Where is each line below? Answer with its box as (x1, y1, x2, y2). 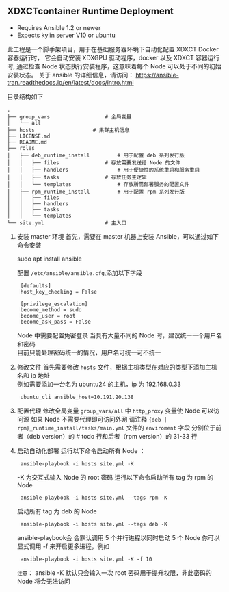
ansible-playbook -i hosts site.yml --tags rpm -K (20, 494, 167, 501)
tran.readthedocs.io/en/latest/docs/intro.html (7, 78, 135, 86)
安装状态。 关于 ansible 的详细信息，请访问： (7, 70, 135, 79)
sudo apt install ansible (16, 255, 82, 263)
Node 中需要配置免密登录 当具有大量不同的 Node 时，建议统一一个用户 (16, 331, 217, 339)
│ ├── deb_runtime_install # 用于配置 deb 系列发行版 (7, 152, 185, 159)
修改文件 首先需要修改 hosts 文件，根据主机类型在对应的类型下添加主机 (16, 363, 217, 371)
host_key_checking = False (20, 288, 97, 295)
